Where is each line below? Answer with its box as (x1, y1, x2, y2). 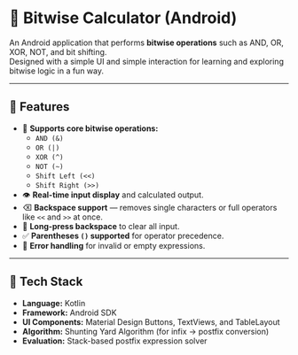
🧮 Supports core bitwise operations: (21, 123, 159, 134)
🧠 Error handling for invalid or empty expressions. (21, 240, 206, 251)
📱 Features (9, 99, 70, 114)
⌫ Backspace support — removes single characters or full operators (21, 202, 278, 212)
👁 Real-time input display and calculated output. (21, 189, 204, 200)
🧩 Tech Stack (9, 274, 83, 289)
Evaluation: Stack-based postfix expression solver (21, 336, 208, 346)
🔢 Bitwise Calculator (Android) (9, 8, 238, 28)
